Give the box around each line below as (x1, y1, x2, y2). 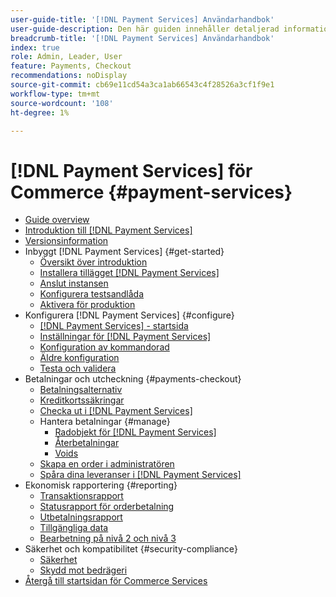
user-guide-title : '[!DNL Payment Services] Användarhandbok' (10, 14, 275, 25)
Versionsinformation (24, 235, 109, 247)
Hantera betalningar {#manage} (39, 416, 171, 428)
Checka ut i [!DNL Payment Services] (39, 405, 193, 417)
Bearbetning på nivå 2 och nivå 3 (39, 532, 177, 545)
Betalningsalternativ (39, 384, 123, 396)
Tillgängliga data (39, 522, 109, 534)
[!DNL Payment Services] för (10, 159, 253, 182)
